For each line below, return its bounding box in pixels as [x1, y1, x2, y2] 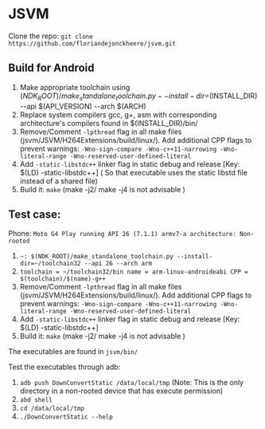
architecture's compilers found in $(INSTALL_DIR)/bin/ [19, 118, 198, 128]
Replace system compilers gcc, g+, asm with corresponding [19, 109, 217, 120]
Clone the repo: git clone [8, 31, 93, 41]
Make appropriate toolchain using [19, 82, 131, 92]
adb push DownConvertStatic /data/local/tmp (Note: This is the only [19, 378, 244, 388]
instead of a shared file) [19, 176, 98, 186]
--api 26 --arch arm [84, 260, 153, 268]
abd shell [19, 396, 53, 404]
